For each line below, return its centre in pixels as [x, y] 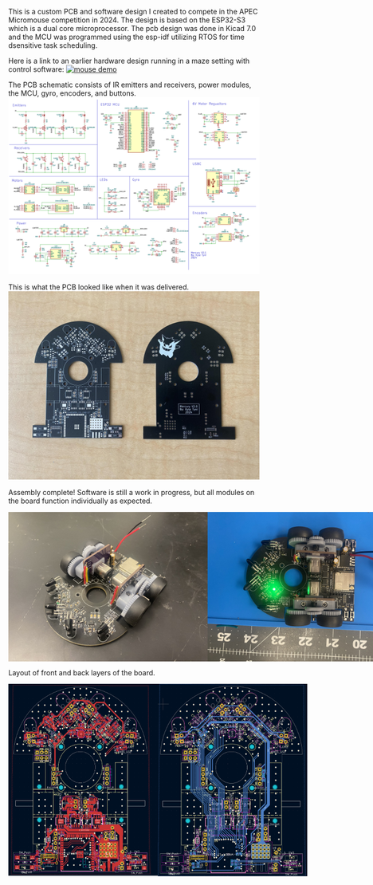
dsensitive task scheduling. [53, 45]
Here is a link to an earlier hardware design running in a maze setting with [129, 61]
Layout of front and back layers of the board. [82, 673]
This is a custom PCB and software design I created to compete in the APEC [133, 12]
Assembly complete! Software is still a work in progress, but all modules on [132, 493]
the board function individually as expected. [80, 501]
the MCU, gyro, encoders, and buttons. [73, 93]
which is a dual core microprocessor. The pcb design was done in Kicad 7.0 [132, 28]
